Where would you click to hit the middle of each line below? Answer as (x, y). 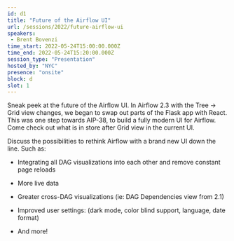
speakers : (22, 33)
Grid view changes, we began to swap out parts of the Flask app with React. (117, 113)
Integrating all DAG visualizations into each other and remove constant (119, 163)
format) (28, 218)
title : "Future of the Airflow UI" (59, 20)
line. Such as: (27, 149)
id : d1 (17, 14)
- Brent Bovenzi (34, 40)
